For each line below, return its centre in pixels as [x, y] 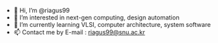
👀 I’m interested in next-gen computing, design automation [96, 17]
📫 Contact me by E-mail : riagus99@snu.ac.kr [79, 32]
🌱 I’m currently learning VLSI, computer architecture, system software [112, 25]
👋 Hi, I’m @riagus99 [41, 10]
